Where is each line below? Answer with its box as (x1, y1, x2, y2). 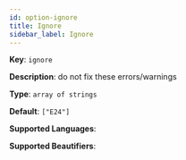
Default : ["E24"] (9, 106, 70, 117)
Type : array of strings (9, 88, 97, 99)
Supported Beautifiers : (9, 140, 97, 152)
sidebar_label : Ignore (9, 29, 94, 38)
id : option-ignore (9, 13, 78, 22)
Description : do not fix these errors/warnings (9, 72, 177, 82)
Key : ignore (9, 55, 53, 65)
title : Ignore (9, 21, 63, 30)
